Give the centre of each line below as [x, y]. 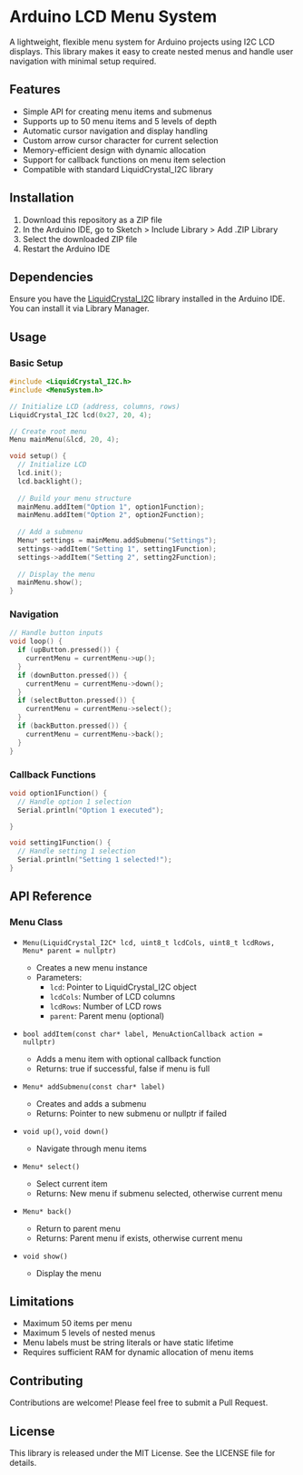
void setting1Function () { [60, 843]
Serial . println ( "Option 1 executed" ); [91, 810]
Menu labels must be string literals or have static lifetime [128, 1343]
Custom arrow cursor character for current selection [121, 140]
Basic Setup [36, 363]
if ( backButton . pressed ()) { [73, 726]
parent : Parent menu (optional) [107, 1016]
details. [23, 1463]
